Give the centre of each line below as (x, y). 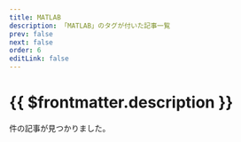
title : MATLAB (35, 17)
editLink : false (39, 59)
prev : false (31, 34)
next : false (31, 42)
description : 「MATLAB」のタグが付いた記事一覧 (90, 26)
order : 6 (25, 51)
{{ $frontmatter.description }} (121, 103)
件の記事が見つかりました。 (60, 128)
